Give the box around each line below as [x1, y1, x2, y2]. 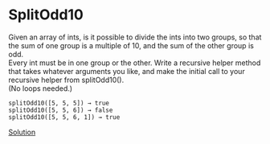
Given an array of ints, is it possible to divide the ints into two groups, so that [8, 32, 262, 42]
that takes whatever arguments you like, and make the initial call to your [8, 66, 245, 76]
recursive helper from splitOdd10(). [8, 75, 125, 84]
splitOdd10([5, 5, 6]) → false [8, 106, 113, 114]
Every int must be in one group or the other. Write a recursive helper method [8, 58, 261, 68]
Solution [8, 127, 36, 137]
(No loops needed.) [8, 83, 73, 93]
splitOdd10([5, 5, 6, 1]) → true [8, 113, 121, 121]
